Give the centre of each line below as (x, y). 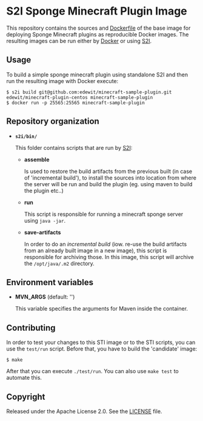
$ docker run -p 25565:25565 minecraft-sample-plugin (76, 103)
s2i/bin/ (26, 136)
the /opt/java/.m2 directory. (59, 263)
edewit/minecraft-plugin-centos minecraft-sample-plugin (80, 97)
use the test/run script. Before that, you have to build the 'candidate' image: (102, 349)
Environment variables (50, 282)
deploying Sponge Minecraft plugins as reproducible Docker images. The (98, 34)
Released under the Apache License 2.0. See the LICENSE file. (84, 411)
